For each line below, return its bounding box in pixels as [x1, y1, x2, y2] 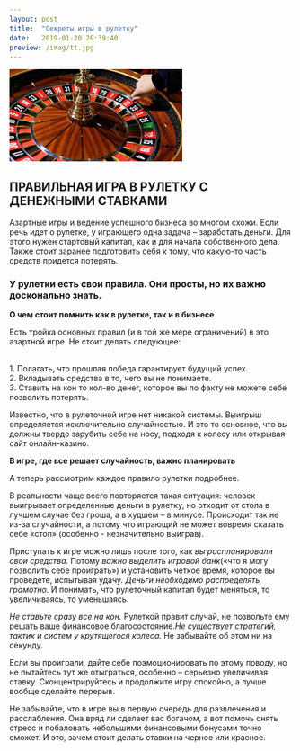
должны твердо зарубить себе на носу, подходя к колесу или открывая [9, 428, 286, 440]
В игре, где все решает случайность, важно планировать [9, 455, 236, 467]
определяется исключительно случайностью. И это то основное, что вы [9, 419, 288, 430]
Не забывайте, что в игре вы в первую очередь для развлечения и [9, 703, 267, 714]
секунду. [9, 639, 43, 651]
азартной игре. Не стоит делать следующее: [9, 336, 181, 347]
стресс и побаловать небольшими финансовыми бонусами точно [9, 722, 262, 733]
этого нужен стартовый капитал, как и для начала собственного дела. [9, 237, 280, 247]
